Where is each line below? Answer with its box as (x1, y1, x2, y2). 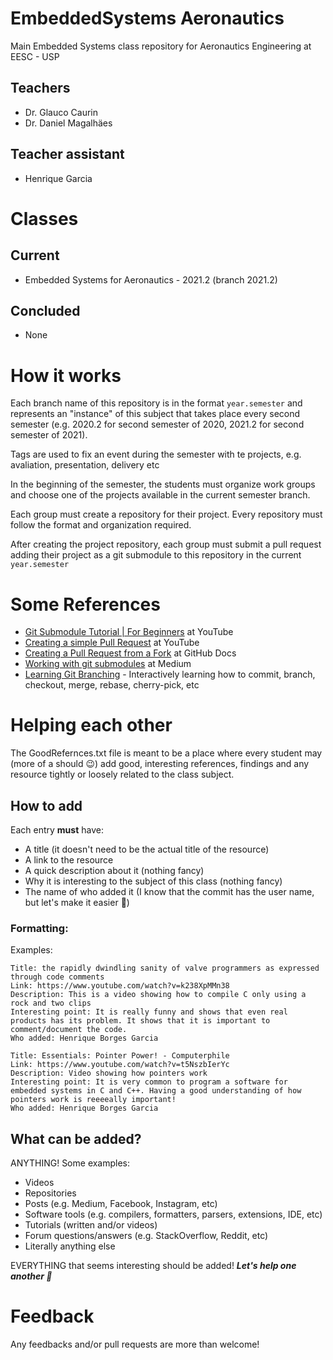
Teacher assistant (10, 146, 125, 163)
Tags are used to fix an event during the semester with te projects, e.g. (10, 448, 302, 461)
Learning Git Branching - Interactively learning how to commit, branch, (24, 668, 316, 681)
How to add (10, 797, 83, 814)
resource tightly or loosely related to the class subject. (10, 768, 235, 781)
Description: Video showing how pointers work (10, 1068, 208, 1079)
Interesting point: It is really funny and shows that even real (10, 1007, 288, 1017)
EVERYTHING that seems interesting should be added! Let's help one (10, 1260, 297, 1272)
